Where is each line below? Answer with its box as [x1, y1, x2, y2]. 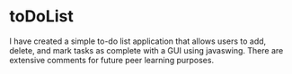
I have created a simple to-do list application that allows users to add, [9, 36, 267, 46]
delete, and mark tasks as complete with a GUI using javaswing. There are [9, 45, 284, 55]
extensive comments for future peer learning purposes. [9, 54, 214, 65]
